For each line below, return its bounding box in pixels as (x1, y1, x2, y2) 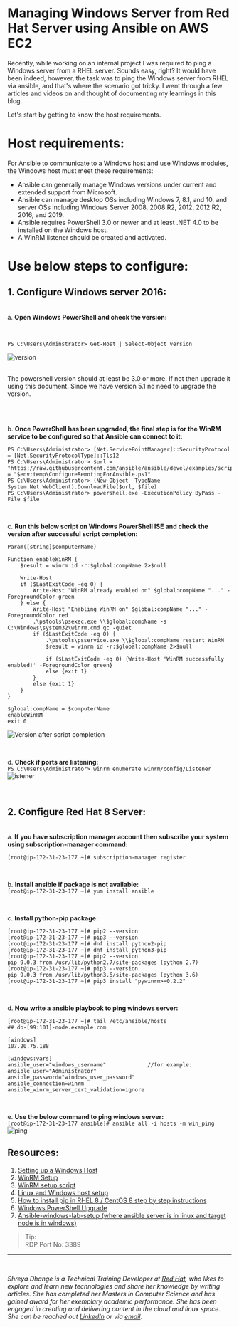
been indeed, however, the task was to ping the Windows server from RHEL (7, 73, 229, 83)
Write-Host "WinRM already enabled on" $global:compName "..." (33, 587, 224, 594)
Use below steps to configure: (7, 258, 188, 275)
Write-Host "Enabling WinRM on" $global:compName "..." (33, 605, 202, 613)
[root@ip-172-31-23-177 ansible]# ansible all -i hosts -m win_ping (7, 1120, 215, 1127)
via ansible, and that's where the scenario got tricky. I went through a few (7, 81, 223, 90)
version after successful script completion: (7, 529, 138, 538)
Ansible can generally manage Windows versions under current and (17, 180, 217, 189)
